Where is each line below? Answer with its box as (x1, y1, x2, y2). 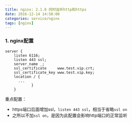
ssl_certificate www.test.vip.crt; (14, 66, 95, 71)
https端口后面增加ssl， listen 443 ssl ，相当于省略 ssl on (12, 106, 128, 112)
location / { (14, 74, 40, 79)
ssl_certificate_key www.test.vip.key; (14, 70, 95, 75)
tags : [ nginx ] (5, 20, 34, 26)
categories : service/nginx (5, 16, 60, 21)
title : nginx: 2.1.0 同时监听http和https (5, 7, 87, 12)
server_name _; (14, 61, 45, 66)
